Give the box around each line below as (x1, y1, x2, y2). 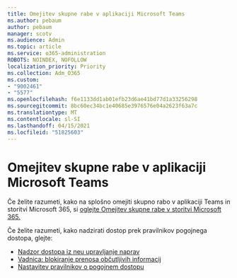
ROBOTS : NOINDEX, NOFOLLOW (7, 57, 87, 64)
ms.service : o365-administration (7, 50, 106, 57)
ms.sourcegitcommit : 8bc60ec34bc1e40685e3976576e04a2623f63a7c (7, 103, 198, 110)
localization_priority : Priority (7, 63, 106, 70)
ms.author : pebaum (7, 17, 62, 24)
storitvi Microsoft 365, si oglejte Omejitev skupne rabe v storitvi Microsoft (7, 205, 221, 214)
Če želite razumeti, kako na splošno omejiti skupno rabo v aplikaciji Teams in (7, 197, 231, 206)
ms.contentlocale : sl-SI (7, 115, 81, 122)
